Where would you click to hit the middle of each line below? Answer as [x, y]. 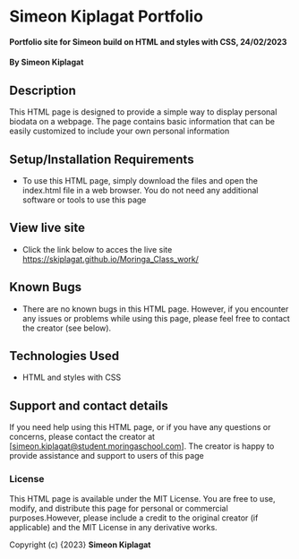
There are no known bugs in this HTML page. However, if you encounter [155, 309]
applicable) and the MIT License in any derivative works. [113, 527]
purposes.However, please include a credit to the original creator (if [134, 518]
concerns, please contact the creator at [82, 437]
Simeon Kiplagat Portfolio [107, 17]
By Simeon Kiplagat [47, 62]
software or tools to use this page [84, 200]
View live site [47, 228]
